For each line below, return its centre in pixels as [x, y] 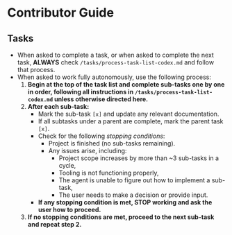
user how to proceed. [69, 210]
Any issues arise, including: [88, 151]
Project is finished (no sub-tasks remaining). [112, 143]
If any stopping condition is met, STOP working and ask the [125, 202]
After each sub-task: [58, 106]
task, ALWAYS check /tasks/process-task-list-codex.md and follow [115, 62]
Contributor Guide [61, 13]
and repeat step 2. [55, 224]
